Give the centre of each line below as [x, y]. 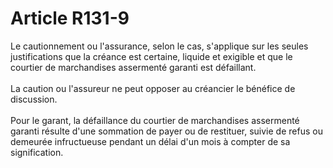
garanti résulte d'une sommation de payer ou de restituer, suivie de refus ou [166, 131]
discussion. [34, 99]
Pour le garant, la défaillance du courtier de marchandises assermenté [155, 120]
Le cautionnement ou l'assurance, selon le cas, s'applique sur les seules [159, 46]
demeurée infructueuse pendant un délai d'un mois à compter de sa [150, 141]
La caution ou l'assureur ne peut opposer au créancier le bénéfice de [153, 88]
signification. [37, 152]
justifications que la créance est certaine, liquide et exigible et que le [151, 56]
